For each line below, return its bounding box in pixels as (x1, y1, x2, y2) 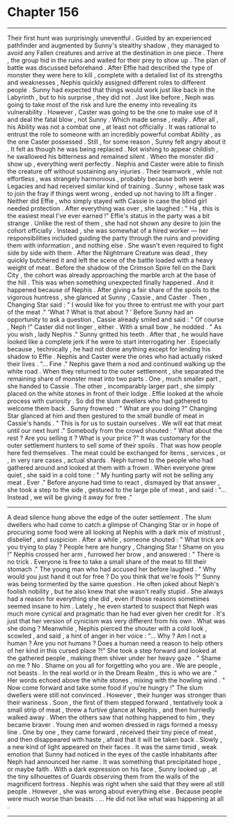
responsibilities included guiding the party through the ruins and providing (7, 234, 220, 242)
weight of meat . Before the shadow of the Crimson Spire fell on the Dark (7, 263, 216, 272)
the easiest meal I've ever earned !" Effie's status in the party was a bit (7, 211, 210, 220)
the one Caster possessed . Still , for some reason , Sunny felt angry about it (7, 137, 226, 146)
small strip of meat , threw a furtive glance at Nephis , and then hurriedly (7, 705, 216, 714)
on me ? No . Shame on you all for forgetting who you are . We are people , (7, 661, 221, 669)
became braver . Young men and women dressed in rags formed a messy (7, 720, 218, 728)
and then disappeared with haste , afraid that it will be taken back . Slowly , (7, 735, 222, 743)
